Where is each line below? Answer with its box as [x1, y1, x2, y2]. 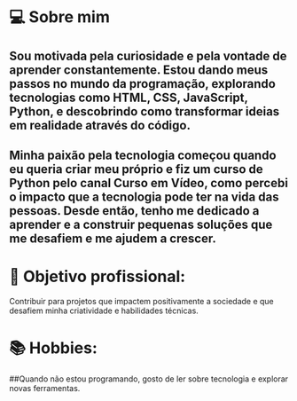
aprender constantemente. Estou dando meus [9, 62, 269, 77]
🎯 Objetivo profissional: [9, 267, 186, 287]
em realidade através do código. [9, 117, 191, 133]
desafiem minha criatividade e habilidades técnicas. [9, 305, 199, 316]
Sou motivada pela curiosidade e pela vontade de [9, 48, 287, 63]
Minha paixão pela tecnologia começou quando [9, 147, 277, 162]
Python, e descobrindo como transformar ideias [9, 104, 280, 119]
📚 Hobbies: [9, 338, 98, 358]
